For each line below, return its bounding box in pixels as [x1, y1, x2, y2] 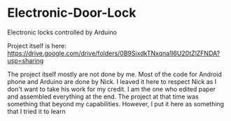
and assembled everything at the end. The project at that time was [7, 92, 199, 101]
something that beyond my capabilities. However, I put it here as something [7, 99, 225, 108]
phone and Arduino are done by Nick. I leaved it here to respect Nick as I [7, 77, 217, 85]
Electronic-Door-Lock [7, 5, 136, 21]
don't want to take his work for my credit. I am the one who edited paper [7, 85, 216, 93]
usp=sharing [7, 56, 44, 64]
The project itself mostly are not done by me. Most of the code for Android [7, 70, 223, 78]
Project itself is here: [7, 41, 66, 50]
